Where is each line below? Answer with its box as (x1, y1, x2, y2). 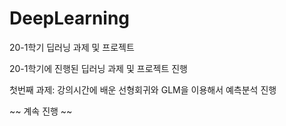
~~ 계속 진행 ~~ (9, 105, 73, 117)
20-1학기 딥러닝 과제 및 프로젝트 (9, 41, 135, 53)
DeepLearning (9, 7, 131, 30)
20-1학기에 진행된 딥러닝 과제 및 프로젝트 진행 (9, 62, 188, 74)
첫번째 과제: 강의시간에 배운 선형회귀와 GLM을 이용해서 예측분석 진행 (9, 83, 277, 96)
